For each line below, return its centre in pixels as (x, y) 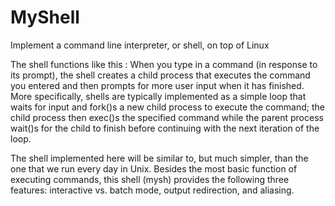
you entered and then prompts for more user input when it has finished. (157, 85)
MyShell (45, 17)
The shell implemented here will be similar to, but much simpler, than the (159, 158)
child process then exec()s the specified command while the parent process (167, 117)
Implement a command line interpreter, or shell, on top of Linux (140, 45)
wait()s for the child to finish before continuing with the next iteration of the (165, 128)
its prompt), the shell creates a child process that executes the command (160, 75)
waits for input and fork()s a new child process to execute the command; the (167, 107)
